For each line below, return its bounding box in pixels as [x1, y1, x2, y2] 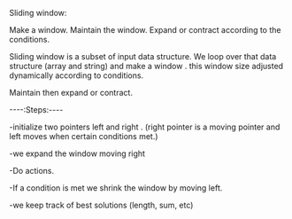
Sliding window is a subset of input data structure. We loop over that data [9, 51, 277, 61]
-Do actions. [9, 166, 55, 176]
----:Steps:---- [9, 105, 64, 114]
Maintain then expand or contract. [9, 88, 133, 98]
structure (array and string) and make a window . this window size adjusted [9, 61, 284, 71]
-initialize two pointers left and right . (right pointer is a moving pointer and [9, 121, 280, 132]
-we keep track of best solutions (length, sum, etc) [9, 199, 194, 210]
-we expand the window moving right [9, 148, 146, 159]
